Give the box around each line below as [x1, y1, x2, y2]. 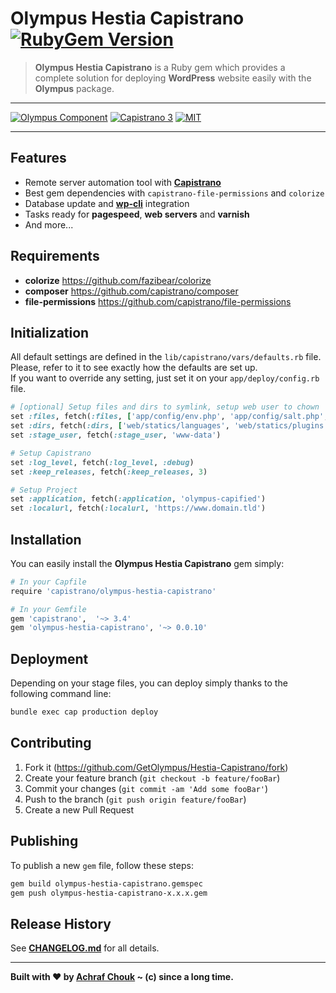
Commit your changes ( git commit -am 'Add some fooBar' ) [24, 782, 269, 794]
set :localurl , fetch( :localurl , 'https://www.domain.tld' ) [10, 503, 267, 514]
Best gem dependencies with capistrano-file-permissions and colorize [24, 187, 325, 199]
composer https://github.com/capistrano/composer [24, 285, 239, 297]
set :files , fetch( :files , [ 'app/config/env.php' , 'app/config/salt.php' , [10, 412, 329, 422]
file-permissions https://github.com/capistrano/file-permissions [24, 295, 292, 307]
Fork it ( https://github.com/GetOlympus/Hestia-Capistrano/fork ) [24, 761, 289, 773]
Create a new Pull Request [24, 803, 135, 816]
